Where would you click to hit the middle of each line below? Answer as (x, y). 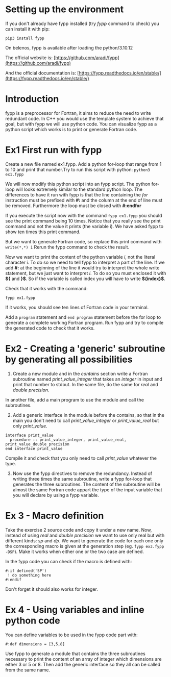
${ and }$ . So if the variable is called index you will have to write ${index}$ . (86, 279)
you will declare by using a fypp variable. (56, 495)
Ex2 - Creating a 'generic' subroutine (85, 348)
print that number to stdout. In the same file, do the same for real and (85, 384)
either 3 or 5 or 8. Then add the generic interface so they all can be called (83, 664)
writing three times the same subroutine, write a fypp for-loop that (82, 479)
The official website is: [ (30, 58)
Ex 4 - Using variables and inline (75, 609)
